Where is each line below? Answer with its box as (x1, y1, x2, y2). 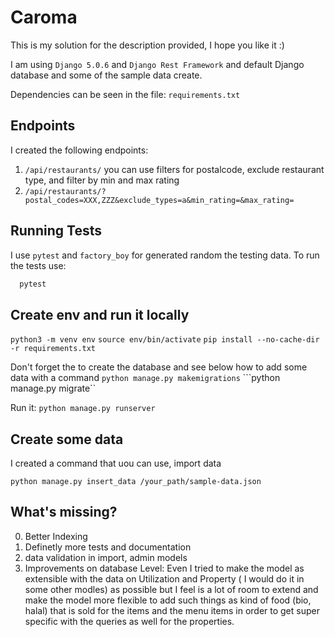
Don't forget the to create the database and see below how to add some (10, 361, 308, 373)
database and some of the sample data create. (10, 69, 203, 81)
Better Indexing (24, 530, 88, 542)
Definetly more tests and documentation (24, 541, 192, 553)
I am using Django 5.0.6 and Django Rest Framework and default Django (10, 58, 305, 70)
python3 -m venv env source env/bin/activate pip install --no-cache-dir (10, 335, 320, 345)
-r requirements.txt (10, 344, 97, 354)
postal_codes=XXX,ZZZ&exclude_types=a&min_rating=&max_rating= (24, 195, 295, 205)
